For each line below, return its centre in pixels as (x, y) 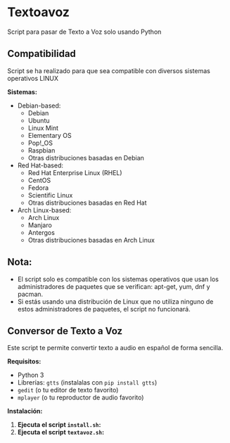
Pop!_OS (40, 143)
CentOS (39, 180)
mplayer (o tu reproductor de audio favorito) (81, 397)
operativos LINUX (33, 78)
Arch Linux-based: (44, 210)
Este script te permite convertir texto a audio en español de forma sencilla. (115, 348)
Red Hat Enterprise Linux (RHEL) (75, 172)
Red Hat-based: (40, 165)
